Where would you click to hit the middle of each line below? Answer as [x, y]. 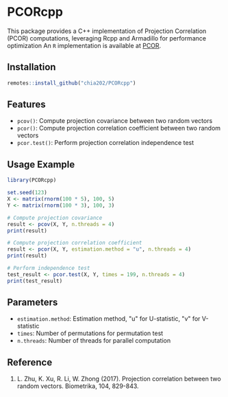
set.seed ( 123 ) [27, 193]
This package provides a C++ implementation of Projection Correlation [107, 31]
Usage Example [41, 165]
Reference [30, 362]
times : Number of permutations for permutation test [90, 333]
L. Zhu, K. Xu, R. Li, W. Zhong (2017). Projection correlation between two [119, 379]
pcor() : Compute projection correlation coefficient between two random [119, 128]
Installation [31, 67]
